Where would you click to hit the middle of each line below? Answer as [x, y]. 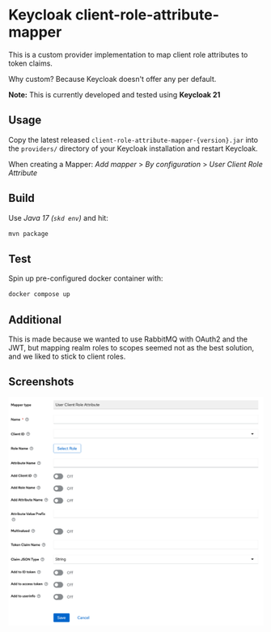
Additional [35, 319]
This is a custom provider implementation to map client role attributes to [128, 54]
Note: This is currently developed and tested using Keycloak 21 [114, 94]
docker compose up [39, 295]
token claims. [30, 63]
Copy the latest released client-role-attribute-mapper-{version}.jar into [133, 140]
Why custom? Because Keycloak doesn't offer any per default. [112, 79]
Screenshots [41, 382]
